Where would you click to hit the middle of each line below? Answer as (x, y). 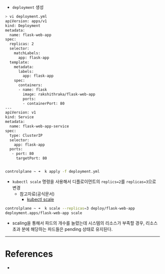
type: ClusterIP (26, 135)
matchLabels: (27, 53)
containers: (30, 85)
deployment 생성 (28, 7)
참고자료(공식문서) (37, 194)
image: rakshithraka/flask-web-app (59, 94)
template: (19, 62)
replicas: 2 (22, 44)
